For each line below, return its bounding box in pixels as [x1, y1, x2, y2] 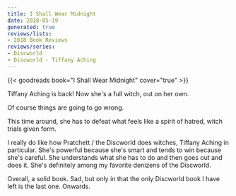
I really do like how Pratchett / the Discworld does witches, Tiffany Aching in [7, 138, 230, 146]
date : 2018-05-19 [7, 17, 59, 24]
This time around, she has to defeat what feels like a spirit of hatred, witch [7, 117, 223, 125]
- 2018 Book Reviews [7, 37, 69, 44]
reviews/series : [7, 43, 55, 50]
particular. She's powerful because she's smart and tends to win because [7, 146, 222, 154]
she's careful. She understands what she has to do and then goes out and [7, 153, 223, 161]
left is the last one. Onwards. [7, 182, 90, 190]
